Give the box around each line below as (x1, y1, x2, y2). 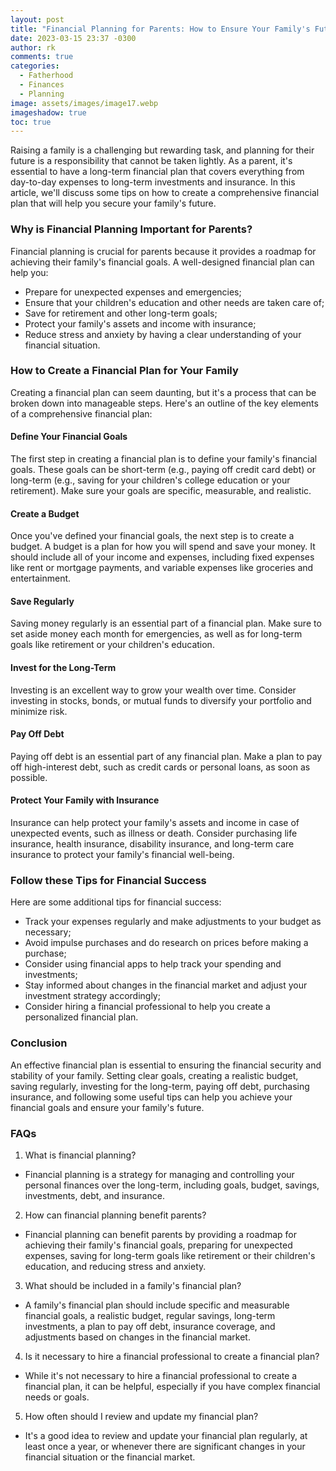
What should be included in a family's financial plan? (24, 1279, 242, 1291)
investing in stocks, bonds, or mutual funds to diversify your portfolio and (10, 694, 312, 706)
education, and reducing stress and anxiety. (24, 1260, 207, 1272)
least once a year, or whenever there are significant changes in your (24, 1440, 306, 1452)
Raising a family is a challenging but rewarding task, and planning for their (10, 144, 315, 156)
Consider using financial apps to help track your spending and (24, 958, 282, 970)
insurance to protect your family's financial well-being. (10, 849, 235, 861)
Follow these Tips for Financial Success (10, 873, 207, 887)
